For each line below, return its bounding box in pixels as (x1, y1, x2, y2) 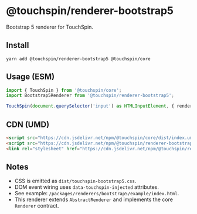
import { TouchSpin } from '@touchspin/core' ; (6, 87, 122, 93)
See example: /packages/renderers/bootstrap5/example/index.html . (14, 190, 179, 197)
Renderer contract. (14, 202, 60, 209)
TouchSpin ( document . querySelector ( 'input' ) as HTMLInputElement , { (6, 103, 175, 109)
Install (6, 40, 29, 50)
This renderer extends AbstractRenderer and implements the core (14, 196, 173, 203)
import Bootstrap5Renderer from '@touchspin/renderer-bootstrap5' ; (6, 92, 175, 99)
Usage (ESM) (6, 72, 55, 82)
